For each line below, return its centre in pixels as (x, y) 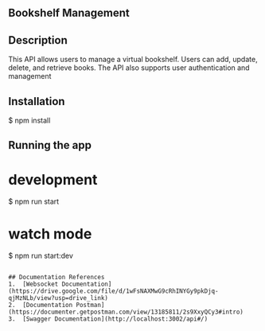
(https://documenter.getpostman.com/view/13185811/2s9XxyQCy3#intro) (126, 312)
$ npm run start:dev (41, 256)
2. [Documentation (41, 306)
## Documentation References (57, 278)
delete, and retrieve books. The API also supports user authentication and (129, 68)
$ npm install (29, 121)
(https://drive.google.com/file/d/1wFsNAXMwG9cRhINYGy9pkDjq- (113, 291)
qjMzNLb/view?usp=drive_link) (58, 298)
